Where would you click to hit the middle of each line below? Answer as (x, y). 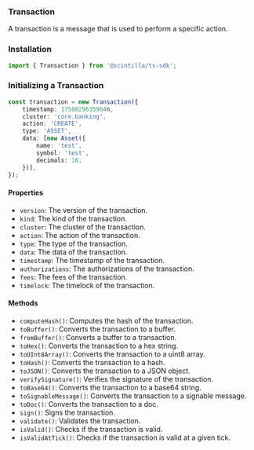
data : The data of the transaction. (73, 252)
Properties (26, 192)
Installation (30, 49)
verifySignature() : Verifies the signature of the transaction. (116, 379)
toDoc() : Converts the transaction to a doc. (89, 404)
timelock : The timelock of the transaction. (87, 285)
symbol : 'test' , (63, 153)
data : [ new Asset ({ (54, 139)
